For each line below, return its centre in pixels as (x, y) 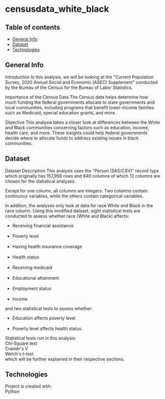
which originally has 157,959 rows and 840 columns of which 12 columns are (83, 176)
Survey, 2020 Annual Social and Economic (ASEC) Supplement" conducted (82, 82)
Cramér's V (17, 348)
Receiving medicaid (32, 267)
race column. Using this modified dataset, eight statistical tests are (73, 211)
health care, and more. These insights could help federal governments (76, 133)
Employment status (32, 288)
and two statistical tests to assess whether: (49, 308)
